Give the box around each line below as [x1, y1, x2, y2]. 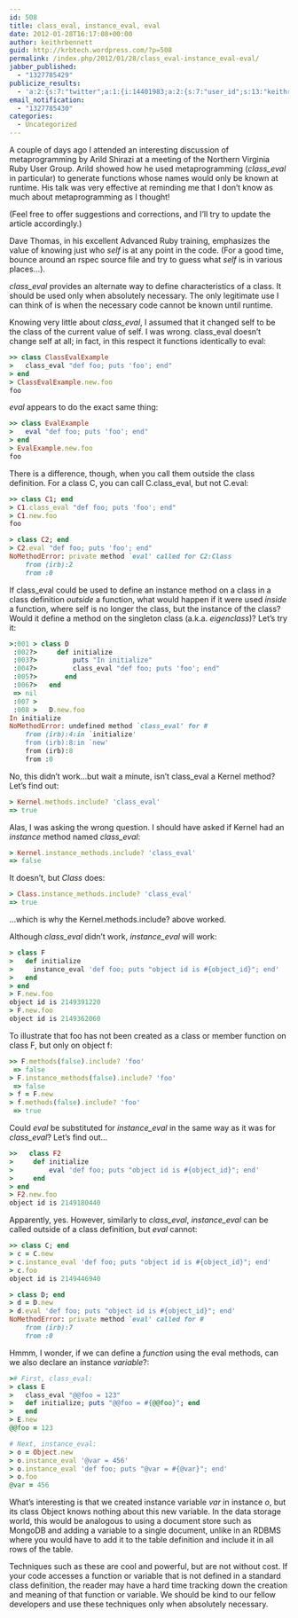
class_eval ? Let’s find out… [9, 1132, 108, 1143]
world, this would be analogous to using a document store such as [9, 1516, 252, 1527]
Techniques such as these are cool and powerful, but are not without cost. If [9, 1561, 288, 1572]
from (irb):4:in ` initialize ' [25, 730, 137, 739]
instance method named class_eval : [9, 831, 141, 842]
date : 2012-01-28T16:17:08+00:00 [9, 29, 133, 38]
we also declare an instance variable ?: [9, 1356, 150, 1367]
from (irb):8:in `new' [25, 738, 109, 748]
